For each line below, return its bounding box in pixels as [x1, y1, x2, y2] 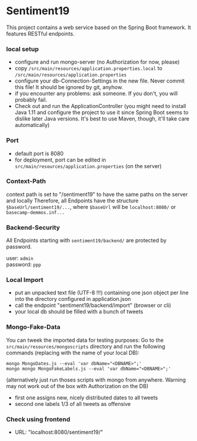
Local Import [6, 276, 43, 284]
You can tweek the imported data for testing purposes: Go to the [6, 337, 164, 344]
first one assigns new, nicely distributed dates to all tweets [14, 394, 158, 401]
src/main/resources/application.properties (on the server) [14, 162, 162, 170]
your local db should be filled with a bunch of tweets [14, 308, 144, 315]
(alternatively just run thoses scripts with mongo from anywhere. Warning [6, 376, 186, 383]
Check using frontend [6, 415, 71, 423]
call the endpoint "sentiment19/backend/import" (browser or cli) [14, 302, 171, 309]
